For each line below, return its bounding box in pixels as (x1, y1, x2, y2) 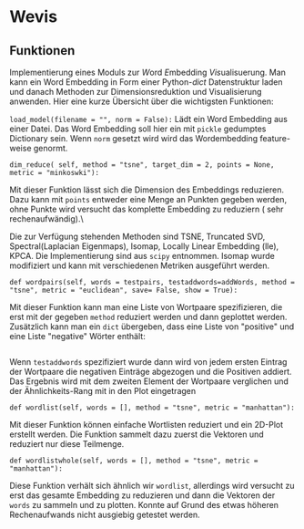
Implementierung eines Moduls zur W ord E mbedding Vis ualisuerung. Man (9, 67, 287, 78)
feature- (259, 133, 291, 143)
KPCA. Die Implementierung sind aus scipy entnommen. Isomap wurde (9, 251, 275, 261)
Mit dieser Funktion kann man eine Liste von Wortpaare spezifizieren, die (9, 302, 283, 312)
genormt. (33, 143, 68, 153)
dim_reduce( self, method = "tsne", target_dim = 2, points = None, (9, 161, 275, 170)
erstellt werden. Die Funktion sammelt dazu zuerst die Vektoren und (9, 429, 264, 440)
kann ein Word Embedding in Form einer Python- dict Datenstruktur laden (9, 77, 284, 88)
